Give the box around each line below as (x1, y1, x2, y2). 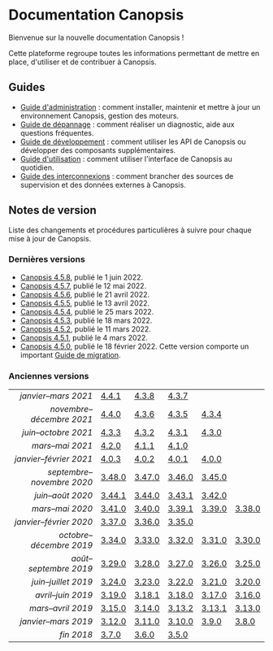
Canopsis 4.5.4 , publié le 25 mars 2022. (19, 306, 154, 316)
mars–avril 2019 (28, 603, 93, 614)
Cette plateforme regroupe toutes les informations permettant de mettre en (8, 48, 260, 58)
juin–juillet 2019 (31, 576, 93, 588)
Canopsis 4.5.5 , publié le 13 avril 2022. (19, 298, 150, 308)
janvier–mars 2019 (19, 616, 93, 627)
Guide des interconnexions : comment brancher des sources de (19, 171, 234, 180)
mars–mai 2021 (31, 441, 93, 452)
